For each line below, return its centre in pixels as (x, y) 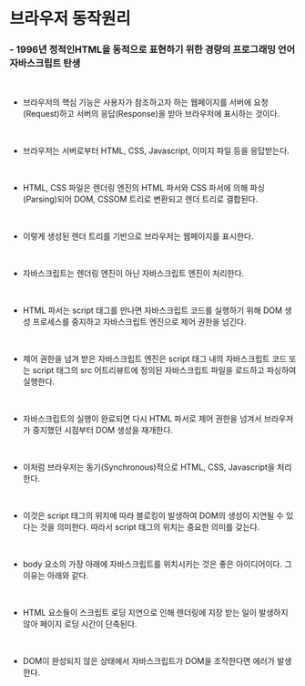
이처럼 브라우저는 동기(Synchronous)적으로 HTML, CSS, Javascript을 (149, 467)
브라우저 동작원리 (70, 19)
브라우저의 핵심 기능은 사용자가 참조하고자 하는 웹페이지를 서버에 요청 (145, 102)
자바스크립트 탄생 (45, 63)
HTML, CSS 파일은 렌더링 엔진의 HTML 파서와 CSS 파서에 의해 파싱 (144, 188)
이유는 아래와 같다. (56, 576)
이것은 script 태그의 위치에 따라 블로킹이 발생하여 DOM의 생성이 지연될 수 (153, 515)
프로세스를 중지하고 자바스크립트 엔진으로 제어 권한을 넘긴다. (140, 322)
